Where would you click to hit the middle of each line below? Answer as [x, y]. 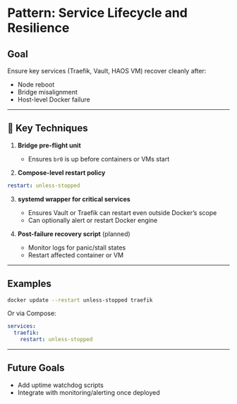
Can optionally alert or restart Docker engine [93, 220]
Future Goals [36, 368]
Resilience [38, 28]
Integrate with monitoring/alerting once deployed [89, 392]
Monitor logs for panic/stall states [77, 247]
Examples [29, 284]
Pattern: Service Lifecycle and [98, 13]
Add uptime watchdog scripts [60, 385]
